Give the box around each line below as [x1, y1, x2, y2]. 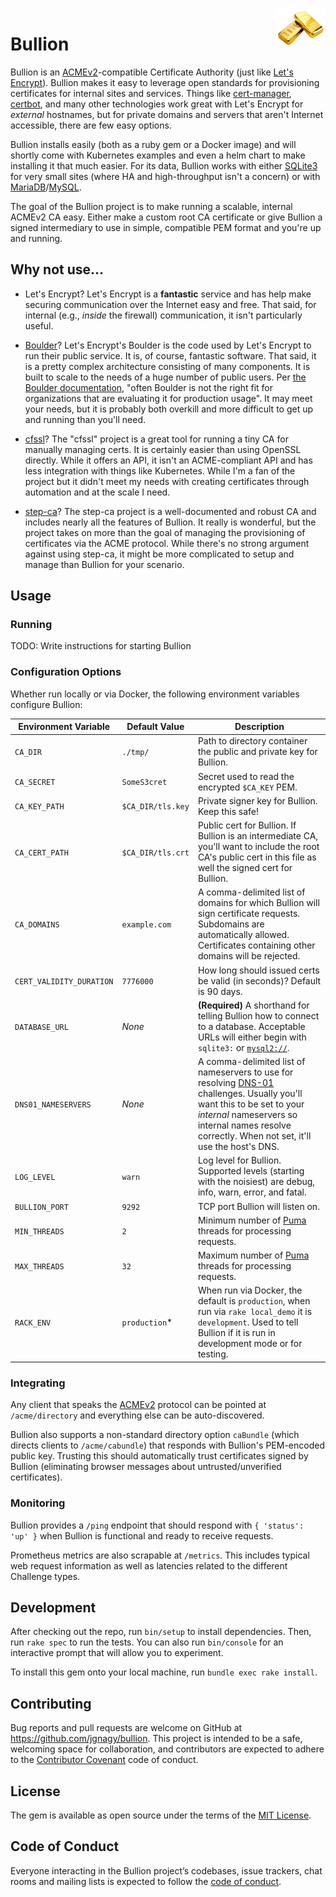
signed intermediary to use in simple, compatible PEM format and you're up [10, 221, 322, 233]
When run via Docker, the [197, 1284, 303, 1297]
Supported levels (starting [197, 1165, 305, 1177]
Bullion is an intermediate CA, [197, 830, 319, 842]
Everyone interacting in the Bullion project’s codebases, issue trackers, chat [10, 1864, 323, 1877]
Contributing [10, 1695, 92, 1712]
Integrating [10, 1376, 66, 1390]
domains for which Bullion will [197, 897, 320, 909]
